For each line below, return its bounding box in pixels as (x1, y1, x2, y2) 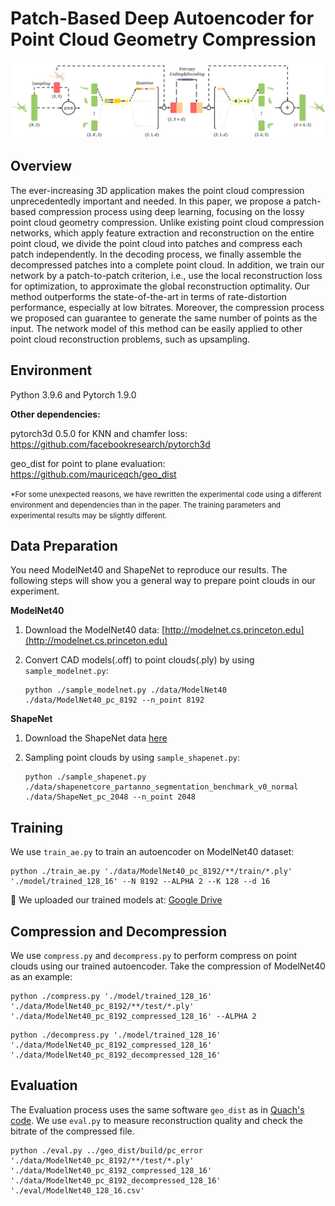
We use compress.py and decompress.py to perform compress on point (10, 950, 298, 962)
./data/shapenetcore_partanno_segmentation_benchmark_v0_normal (24, 782, 299, 792)
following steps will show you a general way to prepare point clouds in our (10, 575, 316, 587)
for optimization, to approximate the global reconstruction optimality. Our (10, 280, 311, 292)
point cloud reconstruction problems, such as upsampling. (10, 333, 251, 345)
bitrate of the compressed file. (10, 1125, 135, 1137)
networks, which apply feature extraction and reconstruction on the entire (10, 227, 315, 239)
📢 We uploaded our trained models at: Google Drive (10, 894, 223, 906)
